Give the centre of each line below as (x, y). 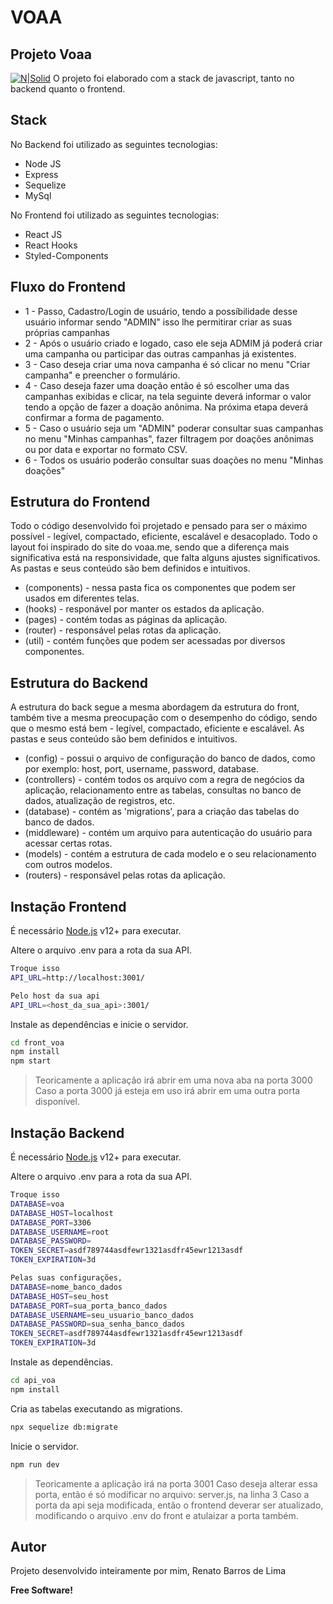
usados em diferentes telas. (82, 598)
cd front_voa (37, 1042)
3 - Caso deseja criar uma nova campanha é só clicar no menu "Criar (167, 364)
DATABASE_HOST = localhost (62, 1213)
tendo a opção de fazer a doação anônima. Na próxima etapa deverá (166, 407)
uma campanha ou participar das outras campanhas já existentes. (160, 353)
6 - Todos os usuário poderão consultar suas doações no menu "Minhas (174, 460)
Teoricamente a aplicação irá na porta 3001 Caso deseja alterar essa (176, 1483)
